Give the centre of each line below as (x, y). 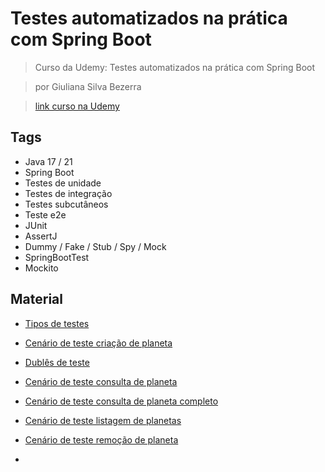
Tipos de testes (57, 323)
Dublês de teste (57, 362)
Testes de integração (68, 193)
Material (36, 299)
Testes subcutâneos (66, 204)
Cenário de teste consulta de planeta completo (121, 401)
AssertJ (41, 236)
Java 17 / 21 (48, 161)
